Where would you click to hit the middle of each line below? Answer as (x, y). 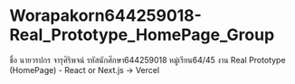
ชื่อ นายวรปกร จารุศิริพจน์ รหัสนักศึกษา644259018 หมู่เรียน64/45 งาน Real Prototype (148, 60)
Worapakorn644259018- (105, 16)
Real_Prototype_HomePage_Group (142, 35)
